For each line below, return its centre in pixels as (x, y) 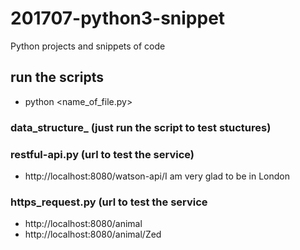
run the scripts (57, 77)
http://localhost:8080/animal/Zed (93, 234)
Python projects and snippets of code (88, 46)
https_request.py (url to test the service (109, 202)
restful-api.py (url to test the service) (102, 154)
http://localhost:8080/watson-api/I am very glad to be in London (157, 176)
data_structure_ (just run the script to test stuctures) (141, 127)
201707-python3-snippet (118, 18)
